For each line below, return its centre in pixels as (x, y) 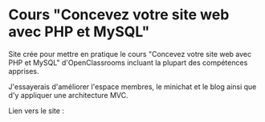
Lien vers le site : (36, 111)
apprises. (24, 71)
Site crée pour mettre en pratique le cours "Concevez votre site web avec (130, 54)
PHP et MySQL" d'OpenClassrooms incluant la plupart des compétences (128, 63)
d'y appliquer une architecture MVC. (68, 95)
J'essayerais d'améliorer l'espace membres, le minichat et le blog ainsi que (132, 87)
